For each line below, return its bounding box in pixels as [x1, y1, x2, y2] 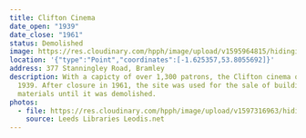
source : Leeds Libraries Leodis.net [25, 114, 166, 123]
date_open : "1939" [9, 22, 79, 31]
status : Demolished [9, 38, 84, 48]
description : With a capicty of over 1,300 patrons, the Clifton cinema [9, 73, 291, 82]
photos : [9, 97, 39, 107]
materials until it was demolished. [17, 89, 157, 98]
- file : [17, 106, 47, 115]
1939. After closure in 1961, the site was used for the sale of [17, 81, 271, 90]
